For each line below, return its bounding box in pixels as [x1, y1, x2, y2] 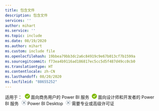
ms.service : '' [5, 28, 36, 33]
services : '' [5, 18, 32, 23]
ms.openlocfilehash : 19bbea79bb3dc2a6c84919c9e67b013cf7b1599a [5, 54, 136, 59]
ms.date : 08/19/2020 [5, 39, 47, 44]
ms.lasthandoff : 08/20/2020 [5, 74, 62, 79]
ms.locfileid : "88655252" [5, 79, 57, 84]
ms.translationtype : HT [5, 64, 53, 69]
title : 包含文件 [5, 8, 35, 13]
